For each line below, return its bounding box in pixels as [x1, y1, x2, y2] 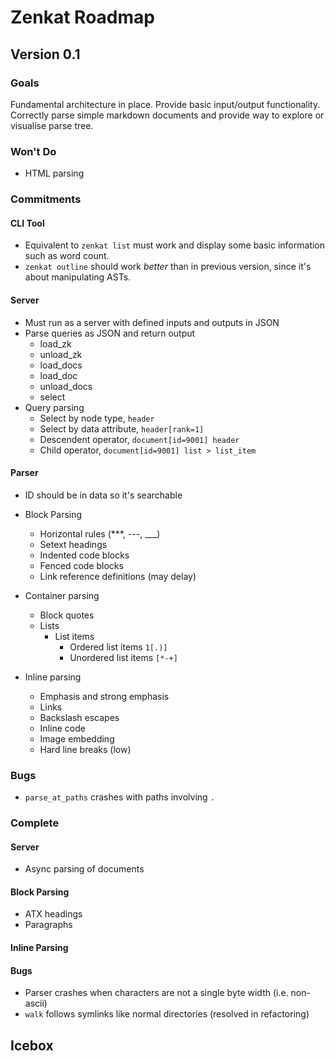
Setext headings [39, 538, 108, 550]
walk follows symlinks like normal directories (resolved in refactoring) [24, 1008, 310, 1020]
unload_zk [39, 348, 83, 360]
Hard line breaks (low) [39, 743, 132, 755]
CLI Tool [10, 217, 45, 229]
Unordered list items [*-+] [69, 651, 178, 663]
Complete [10, 816, 60, 830]
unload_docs [39, 380, 93, 392]
